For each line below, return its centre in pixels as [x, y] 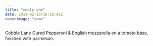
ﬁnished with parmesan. [30, 39]
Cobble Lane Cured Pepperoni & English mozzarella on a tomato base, [77, 33]
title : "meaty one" [25, 10]
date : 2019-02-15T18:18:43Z [34, 14]
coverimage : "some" [25, 19]
